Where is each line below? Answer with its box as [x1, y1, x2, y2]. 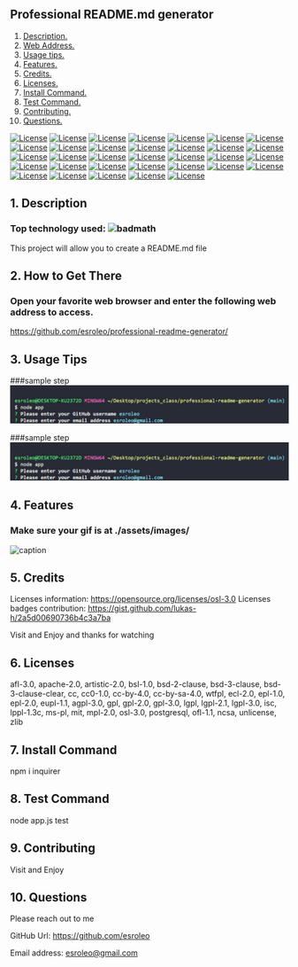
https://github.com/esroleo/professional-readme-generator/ [10, 326, 229, 337]
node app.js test [10, 815, 69, 825]
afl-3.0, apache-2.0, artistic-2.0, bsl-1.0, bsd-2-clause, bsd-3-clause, [10, 679, 263, 690]
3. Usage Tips [10, 352, 88, 367]
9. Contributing [10, 841, 96, 856]
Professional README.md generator [10, 7, 214, 22]
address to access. [10, 306, 94, 318]
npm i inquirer [10, 766, 61, 776]
